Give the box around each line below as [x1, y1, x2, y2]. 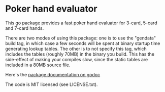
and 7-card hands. [5, 25, 44, 31]
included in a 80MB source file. [5, 62, 71, 68]
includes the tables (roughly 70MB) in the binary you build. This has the [5, 51, 155, 57]
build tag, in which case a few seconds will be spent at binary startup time [5, 40, 160, 46]
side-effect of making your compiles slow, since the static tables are [5, 56, 148, 62]
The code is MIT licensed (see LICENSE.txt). [5, 81, 98, 87]
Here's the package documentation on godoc [5, 71, 101, 77]
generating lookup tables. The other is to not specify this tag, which [5, 45, 147, 52]
